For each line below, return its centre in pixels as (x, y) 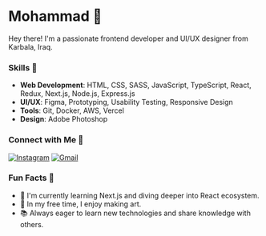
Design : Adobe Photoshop (64, 119)
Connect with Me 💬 (46, 140)
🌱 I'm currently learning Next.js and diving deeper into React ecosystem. (139, 195)
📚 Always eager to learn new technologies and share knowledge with (135, 213)
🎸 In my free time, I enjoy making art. (81, 204)
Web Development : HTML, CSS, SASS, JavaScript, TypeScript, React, (136, 85)
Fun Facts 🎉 (31, 178)
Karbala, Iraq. (31, 46)
